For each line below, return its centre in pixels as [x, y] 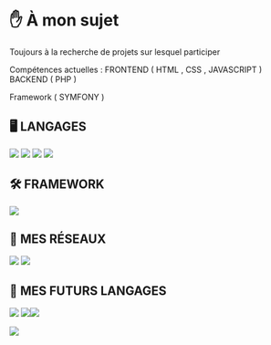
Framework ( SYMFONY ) [57, 97]
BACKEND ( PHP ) [43, 79]
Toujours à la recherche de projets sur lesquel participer [115, 52]
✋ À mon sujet [64, 21]
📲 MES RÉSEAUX [58, 239]
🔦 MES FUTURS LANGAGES [88, 291]
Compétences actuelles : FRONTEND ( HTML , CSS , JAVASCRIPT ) [136, 69]
